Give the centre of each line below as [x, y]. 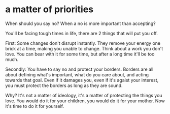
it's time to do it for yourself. [35, 106]
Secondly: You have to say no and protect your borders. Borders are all [79, 69]
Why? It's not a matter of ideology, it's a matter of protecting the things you [84, 95]
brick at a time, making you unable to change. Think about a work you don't [84, 48]
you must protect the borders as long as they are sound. [64, 85]
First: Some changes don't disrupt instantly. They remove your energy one [83, 43]
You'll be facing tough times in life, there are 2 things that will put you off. [82, 33]
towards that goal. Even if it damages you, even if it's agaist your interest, [82, 80]
